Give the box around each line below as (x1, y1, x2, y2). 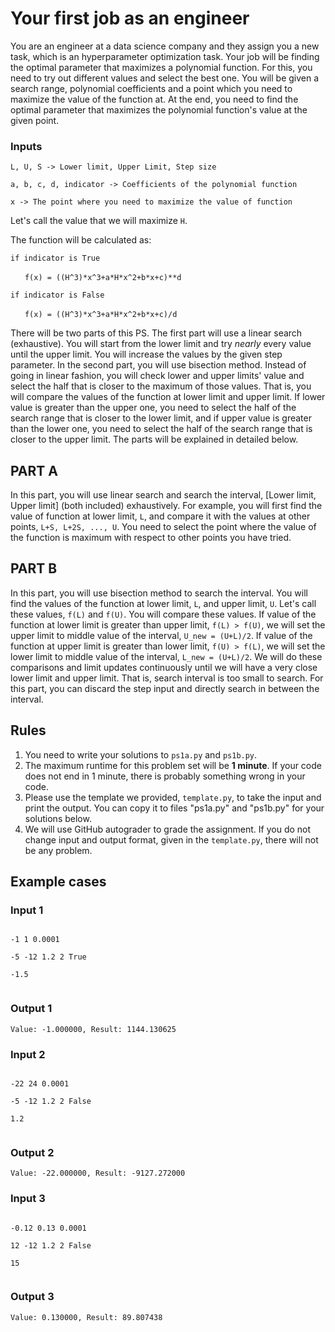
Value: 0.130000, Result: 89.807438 (10, 1312, 163, 1322)
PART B (10, 560, 58, 577)
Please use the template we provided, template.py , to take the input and (24, 791, 322, 803)
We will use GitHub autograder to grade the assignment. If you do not (24, 823, 312, 835)
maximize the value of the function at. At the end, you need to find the (10, 93, 299, 105)
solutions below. (24, 812, 92, 824)
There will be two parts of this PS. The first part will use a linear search (10, 327, 303, 339)
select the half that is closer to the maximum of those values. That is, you (10, 380, 312, 392)
